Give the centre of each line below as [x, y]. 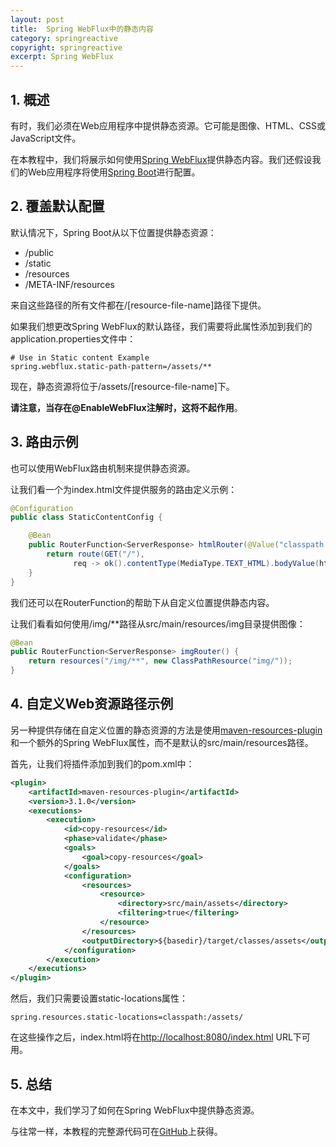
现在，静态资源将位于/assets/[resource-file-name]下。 [122, 386]
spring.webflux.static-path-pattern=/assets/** [111, 366]
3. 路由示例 [44, 442]
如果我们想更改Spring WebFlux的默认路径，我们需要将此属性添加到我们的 [161, 326]
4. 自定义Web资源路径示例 [92, 704]
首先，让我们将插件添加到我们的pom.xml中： [102, 763]
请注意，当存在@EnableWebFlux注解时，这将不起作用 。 [126, 407]
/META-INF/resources [69, 284]
